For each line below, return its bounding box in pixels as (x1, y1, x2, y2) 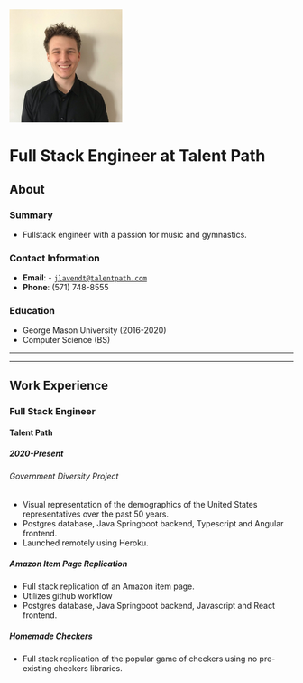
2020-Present (9, 448, 64, 459)
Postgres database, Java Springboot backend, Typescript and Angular (22, 517, 284, 528)
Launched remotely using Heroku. (22, 537, 149, 548)
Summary (9, 208, 54, 221)
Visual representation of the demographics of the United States (22, 498, 258, 509)
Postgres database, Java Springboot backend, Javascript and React (22, 600, 276, 611)
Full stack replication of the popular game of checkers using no (22, 653, 258, 664)
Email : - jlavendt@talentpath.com (22, 272, 147, 283)
